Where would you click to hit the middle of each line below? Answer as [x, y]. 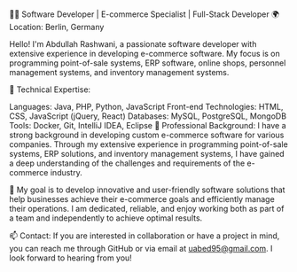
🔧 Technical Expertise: [50, 89]
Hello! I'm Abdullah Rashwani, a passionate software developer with [133, 44]
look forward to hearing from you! [71, 258]
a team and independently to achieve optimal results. [106, 218]
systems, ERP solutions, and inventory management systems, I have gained [147, 154]
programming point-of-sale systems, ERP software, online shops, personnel [148, 63]
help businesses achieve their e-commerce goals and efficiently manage [142, 199]
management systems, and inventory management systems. [119, 72]
